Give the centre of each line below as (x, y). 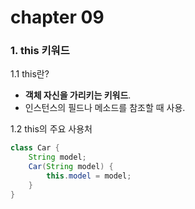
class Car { (35, 148)
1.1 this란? (30, 74)
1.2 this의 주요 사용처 (51, 129)
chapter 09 (57, 17)
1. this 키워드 (40, 51)
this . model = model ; (89, 176)
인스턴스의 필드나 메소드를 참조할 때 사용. (105, 108)
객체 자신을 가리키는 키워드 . (78, 95)
